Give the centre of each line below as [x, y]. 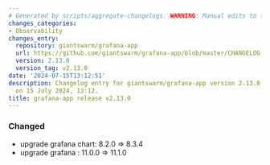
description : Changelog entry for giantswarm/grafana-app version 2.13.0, [136, 83]
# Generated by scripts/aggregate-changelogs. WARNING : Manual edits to [133, 16]
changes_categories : [43, 23]
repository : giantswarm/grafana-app [77, 46]
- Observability [35, 31]
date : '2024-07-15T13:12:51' [57, 76]
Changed [27, 126]
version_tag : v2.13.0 [52, 68]
